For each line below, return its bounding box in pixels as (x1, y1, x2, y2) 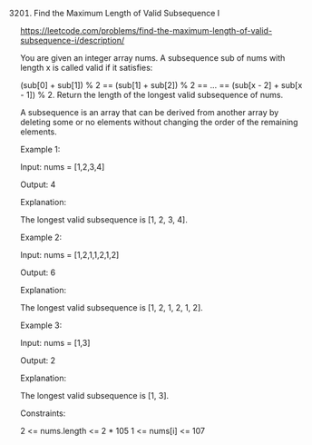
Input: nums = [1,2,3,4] (20, 162, 105, 172)
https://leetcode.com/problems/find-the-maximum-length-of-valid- (20, 25, 272, 35)
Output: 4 (20, 179, 56, 190)
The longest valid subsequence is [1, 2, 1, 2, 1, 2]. (20, 302, 203, 312)
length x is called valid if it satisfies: (20, 63, 153, 73)
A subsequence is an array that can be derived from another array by (20, 107, 279, 117)
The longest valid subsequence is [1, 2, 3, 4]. (20, 214, 188, 225)
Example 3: (20, 320, 63, 331)
